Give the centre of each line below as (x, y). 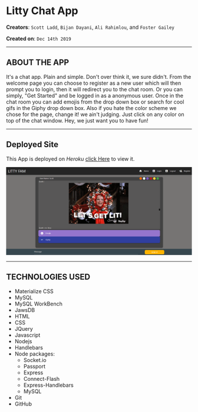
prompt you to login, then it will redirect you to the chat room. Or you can (94, 89)
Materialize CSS (34, 291)
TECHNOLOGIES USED (48, 277)
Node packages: (34, 354)
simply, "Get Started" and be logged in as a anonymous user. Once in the (95, 95)
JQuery (24, 328)
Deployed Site (32, 144)
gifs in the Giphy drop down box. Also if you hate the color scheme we (91, 108)
